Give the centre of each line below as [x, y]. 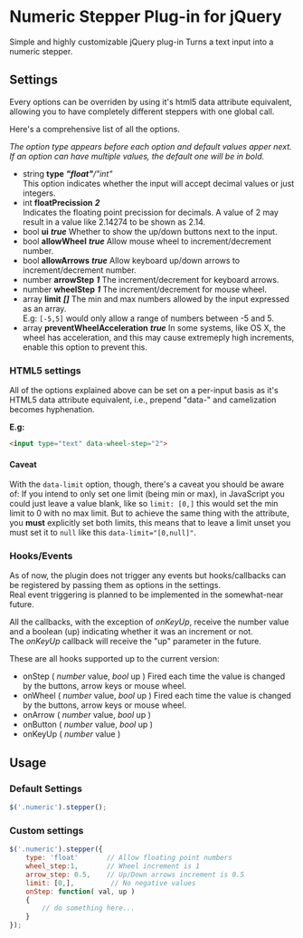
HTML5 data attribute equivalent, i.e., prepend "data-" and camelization [143, 400]
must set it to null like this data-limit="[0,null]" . [103, 533]
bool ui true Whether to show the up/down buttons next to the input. [150, 231]
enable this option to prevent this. [85, 347]
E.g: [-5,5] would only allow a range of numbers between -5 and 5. [148, 318]
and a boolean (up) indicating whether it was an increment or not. [131, 632]
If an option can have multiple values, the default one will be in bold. [137, 156]
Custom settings [47, 830]
